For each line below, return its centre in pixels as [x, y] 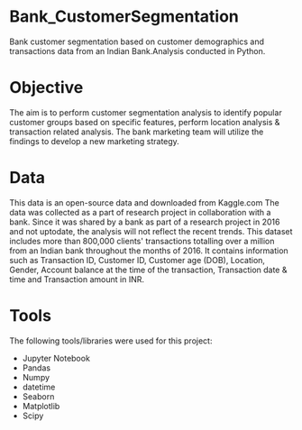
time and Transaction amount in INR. [77, 279]
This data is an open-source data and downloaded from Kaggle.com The [144, 202]
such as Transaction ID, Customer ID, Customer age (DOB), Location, [137, 260]
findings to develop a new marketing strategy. [95, 141]
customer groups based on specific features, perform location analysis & [145, 122]
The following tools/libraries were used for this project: [111, 341]
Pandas [37, 368]
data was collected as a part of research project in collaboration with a [140, 212]
